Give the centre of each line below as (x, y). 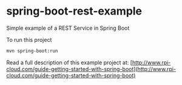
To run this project (29, 39)
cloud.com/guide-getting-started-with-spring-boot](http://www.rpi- (91, 69)
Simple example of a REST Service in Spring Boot (68, 28)
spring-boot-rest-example (74, 11)
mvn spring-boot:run (32, 51)
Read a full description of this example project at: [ (69, 63)
